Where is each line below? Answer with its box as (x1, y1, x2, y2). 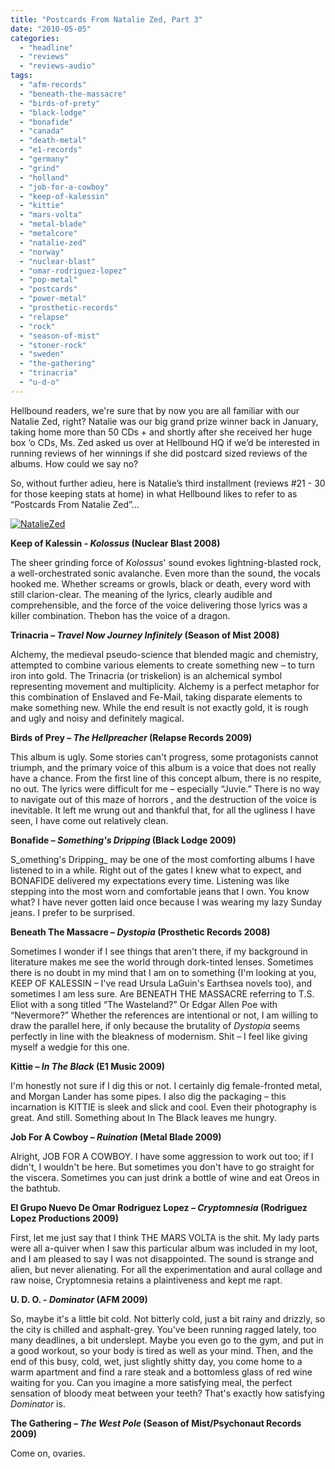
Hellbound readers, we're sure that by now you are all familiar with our (10, 404, 300, 416)
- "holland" (19, 172, 70, 183)
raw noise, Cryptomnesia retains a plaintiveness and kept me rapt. (10, 1274, 283, 1286)
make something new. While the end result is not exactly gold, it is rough (10, 701, 309, 713)
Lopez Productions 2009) (10, 1212, 119, 1224)
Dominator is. (10, 1397, 66, 1410)
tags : (10, 71, 33, 81)
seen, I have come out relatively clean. (10, 814, 169, 826)
